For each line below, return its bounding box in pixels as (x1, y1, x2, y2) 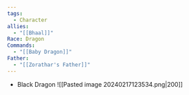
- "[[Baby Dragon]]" (13, 49, 72, 56)
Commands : (7, 42, 36, 49)
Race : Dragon (7, 36, 45, 43)
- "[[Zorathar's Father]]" (13, 61, 91, 68)
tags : (7, 10, 23, 17)
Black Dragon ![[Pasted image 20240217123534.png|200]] (16, 80, 184, 88)
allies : (7, 23, 30, 30)
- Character (13, 17, 48, 23)
